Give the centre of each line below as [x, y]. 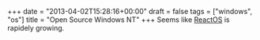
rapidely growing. [36, 28]
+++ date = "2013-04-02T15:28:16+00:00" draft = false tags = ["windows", [130, 11]
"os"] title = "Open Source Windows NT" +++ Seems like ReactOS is [119, 20]
